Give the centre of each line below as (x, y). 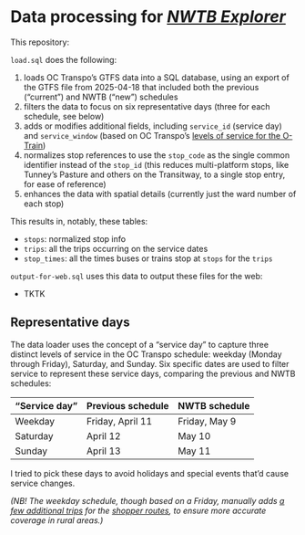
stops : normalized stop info (75, 238)
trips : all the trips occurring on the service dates (116, 248)
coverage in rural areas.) (57, 520)
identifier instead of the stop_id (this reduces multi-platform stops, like (156, 164)
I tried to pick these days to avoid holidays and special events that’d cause (150, 473)
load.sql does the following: (64, 59)
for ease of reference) (65, 184)
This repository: (40, 42)
